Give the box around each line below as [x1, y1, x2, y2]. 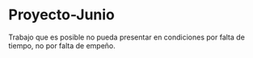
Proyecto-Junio [8, 6, 115, 24]
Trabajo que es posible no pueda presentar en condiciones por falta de [8, 32, 245, 42]
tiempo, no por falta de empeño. [8, 40, 116, 50]
